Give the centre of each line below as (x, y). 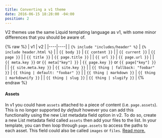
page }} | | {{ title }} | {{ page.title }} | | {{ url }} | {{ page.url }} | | (80, 57)
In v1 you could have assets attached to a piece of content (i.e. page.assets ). (81, 105)
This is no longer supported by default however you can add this (69, 110)
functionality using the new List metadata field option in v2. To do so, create (81, 115)
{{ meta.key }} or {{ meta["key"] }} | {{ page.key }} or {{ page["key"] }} (81, 62)
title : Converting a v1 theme (36, 9)
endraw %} (16, 83)
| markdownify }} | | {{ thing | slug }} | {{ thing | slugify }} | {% (74, 77)
